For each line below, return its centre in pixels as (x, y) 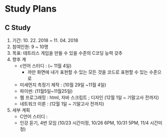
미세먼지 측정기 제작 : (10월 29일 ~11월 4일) (63, 85)
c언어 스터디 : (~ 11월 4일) (46, 66)
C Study (18, 28)
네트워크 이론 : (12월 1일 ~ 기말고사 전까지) (62, 104)
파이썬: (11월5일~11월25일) (46, 91)
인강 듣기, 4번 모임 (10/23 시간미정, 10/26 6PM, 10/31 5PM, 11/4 (84, 123)
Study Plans (31, 9)
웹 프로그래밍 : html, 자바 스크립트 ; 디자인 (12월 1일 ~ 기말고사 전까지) (89, 97)
